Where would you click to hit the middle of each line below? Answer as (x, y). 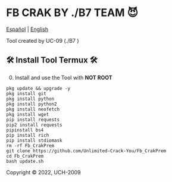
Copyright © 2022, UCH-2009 (44, 172)
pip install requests (33, 120)
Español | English (27, 29)
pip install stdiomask (34, 140)
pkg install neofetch (33, 109)
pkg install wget (28, 114)
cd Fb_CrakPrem (25, 156)
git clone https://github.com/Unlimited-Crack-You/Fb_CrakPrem (86, 151)
